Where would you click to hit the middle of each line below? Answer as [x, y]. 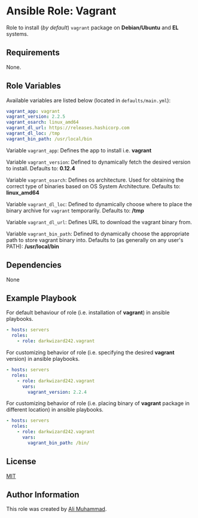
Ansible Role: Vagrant [61, 11]
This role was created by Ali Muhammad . [57, 509]
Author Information [43, 495]
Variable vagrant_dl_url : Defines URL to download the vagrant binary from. [99, 222]
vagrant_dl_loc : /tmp [33, 134]
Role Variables [33, 86]
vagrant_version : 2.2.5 [36, 117]
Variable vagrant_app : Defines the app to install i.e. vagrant [79, 150]
